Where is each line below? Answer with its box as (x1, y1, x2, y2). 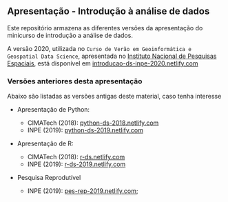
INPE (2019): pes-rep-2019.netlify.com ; (27, 187, 139, 195)
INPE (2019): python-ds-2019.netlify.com (27, 126, 143, 134)
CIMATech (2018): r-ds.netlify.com (27, 153, 125, 161)
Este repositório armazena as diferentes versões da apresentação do (7, 23, 203, 32)
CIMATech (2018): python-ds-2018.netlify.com (27, 119, 159, 127)
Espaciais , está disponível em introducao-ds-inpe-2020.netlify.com (7, 59, 198, 68)
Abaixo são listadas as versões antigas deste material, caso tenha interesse (7, 92, 222, 101)
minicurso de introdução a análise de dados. (7, 31, 133, 39)
